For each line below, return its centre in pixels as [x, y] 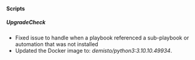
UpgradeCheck [26, 22]
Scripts [16, 8]
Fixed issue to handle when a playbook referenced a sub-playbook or [102, 38]
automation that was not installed [56, 44]
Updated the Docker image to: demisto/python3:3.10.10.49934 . [94, 50]
